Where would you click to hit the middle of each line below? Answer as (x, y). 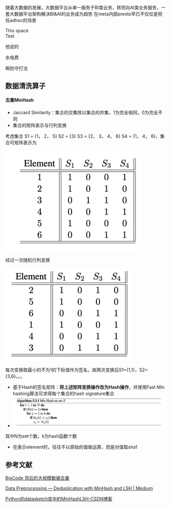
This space (17, 30)
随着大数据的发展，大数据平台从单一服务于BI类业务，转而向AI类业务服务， (83, 7)
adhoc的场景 (23, 20)
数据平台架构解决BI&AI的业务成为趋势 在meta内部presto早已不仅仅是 (86, 14)
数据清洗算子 (26, 86)
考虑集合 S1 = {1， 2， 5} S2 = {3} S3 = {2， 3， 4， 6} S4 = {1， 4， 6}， (83, 136)
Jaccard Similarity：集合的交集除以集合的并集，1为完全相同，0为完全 (85, 112)
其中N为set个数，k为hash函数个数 (41, 436)
